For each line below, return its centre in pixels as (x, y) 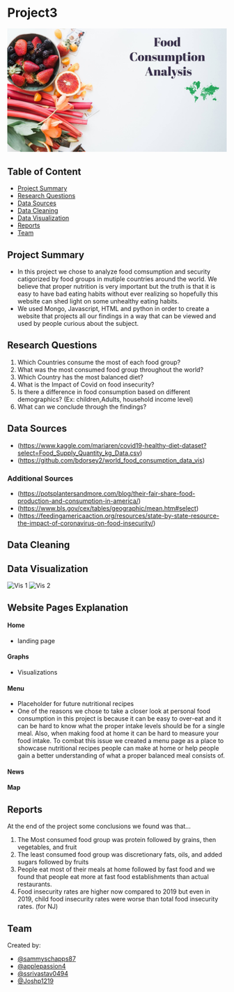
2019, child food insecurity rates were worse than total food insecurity (118, 899)
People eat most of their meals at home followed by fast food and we (116, 869)
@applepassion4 (41, 966)
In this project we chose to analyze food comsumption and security (114, 272)
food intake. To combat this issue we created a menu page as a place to (120, 741)
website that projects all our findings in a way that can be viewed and (117, 316)
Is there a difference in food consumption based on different (104, 391)
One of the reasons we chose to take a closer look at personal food (114, 711)
